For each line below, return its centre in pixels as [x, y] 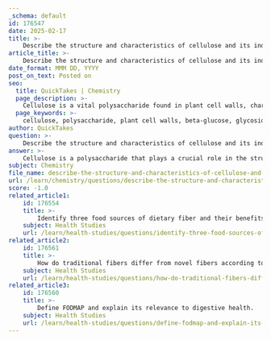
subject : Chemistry [41, 166]
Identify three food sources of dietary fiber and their [135, 218]
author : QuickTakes [41, 128]
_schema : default [38, 16]
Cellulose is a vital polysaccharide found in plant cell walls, [135, 106]
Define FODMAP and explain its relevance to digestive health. [146, 308]
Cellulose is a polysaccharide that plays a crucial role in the [135, 158]
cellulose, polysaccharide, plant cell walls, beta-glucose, [127, 121]
